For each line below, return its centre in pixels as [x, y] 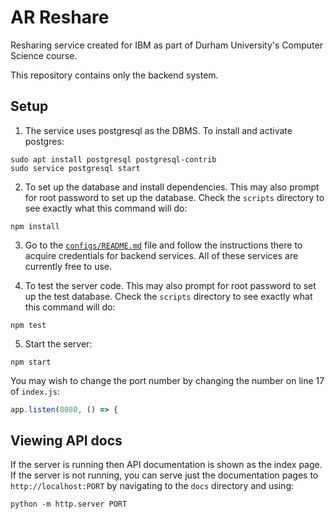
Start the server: [58, 343]
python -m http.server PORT [69, 504]
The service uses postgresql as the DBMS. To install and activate [158, 130]
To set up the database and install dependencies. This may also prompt [172, 187]
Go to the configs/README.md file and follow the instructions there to [163, 245]
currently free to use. [68, 266]
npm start [31, 362]
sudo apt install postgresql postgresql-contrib [113, 159]
